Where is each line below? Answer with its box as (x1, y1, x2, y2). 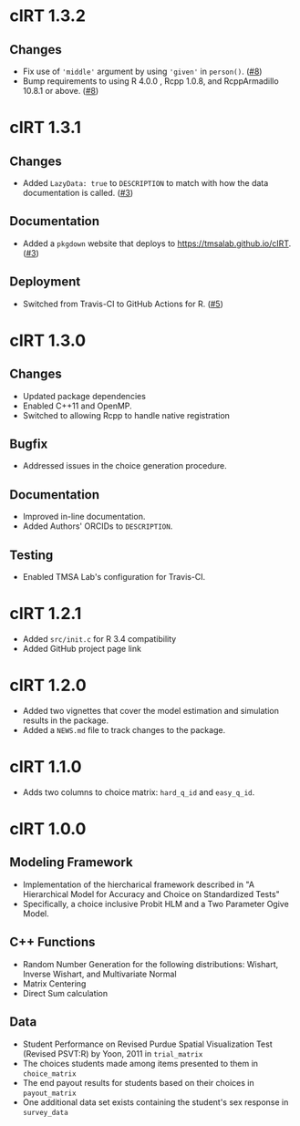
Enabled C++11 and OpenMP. (22, 400, 132, 411)
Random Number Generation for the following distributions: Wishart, (22, 958, 279, 969)
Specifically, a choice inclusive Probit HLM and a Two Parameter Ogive (22, 898, 289, 909)
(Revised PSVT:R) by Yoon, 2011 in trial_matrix (22, 1048, 203, 1059)
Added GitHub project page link (22, 644, 141, 654)
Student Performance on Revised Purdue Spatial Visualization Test (22, 1038, 273, 1049)
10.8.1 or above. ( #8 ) (22, 86, 99, 96)
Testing (9, 547, 54, 563)
